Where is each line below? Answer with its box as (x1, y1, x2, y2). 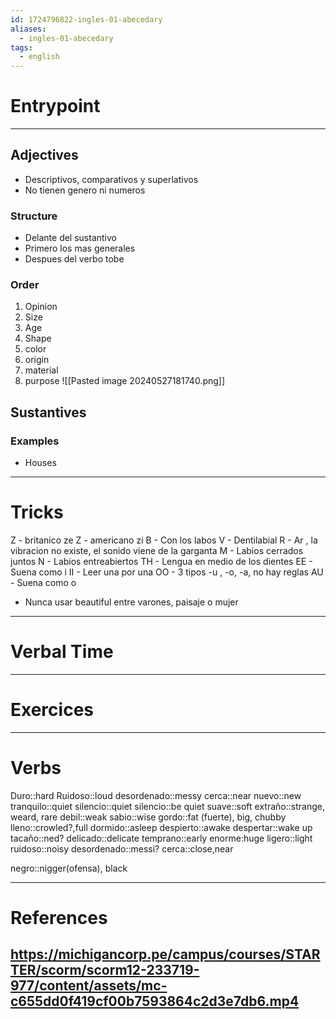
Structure (10, 209, 58, 223)
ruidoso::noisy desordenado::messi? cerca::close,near (10, 842, 234, 855)
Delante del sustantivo (24, 232, 117, 244)
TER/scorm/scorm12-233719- (10, 962, 200, 979)
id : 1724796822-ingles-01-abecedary (10, 14, 163, 25)
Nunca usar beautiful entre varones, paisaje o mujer (24, 596, 239, 608)
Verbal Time (10, 641, 114, 663)
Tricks (10, 501, 64, 524)
